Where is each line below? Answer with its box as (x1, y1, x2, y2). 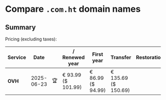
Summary (5, 23, 36, 32)
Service (7, 54, 26, 61)
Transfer (110, 54, 131, 61)
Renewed (62, 54, 85, 61)
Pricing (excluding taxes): (5, 36, 57, 42)
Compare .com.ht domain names (5, 3, 141, 15)
